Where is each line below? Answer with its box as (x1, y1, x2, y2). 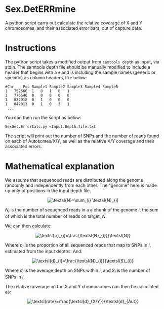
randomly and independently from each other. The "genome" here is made (5, 182, 157, 188)
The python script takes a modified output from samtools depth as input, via (5, 58, 160, 65)
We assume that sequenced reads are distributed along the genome (5, 177, 144, 183)
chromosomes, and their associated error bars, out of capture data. (5, 25, 142, 31)
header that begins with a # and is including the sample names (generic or (5, 69, 156, 75)
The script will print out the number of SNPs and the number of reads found (5, 133, 159, 139)
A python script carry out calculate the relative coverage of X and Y (5, 20, 143, 26)
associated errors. (5, 143, 42, 149)
